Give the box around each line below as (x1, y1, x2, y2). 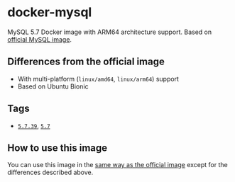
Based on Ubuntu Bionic (17, 82, 89, 91)
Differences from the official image (7, 56, 165, 68)
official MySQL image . (7, 35, 72, 43)
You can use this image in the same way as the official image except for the (7, 161, 229, 169)
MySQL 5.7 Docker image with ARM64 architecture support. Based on (7, 28, 212, 36)
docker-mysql (7, 4, 92, 21)
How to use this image (7, 142, 108, 154)
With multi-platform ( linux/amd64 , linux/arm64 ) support (17, 74, 180, 83)
